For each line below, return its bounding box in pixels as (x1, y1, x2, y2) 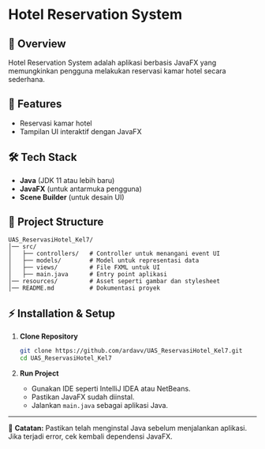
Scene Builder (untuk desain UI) (19, 192, 125, 202)
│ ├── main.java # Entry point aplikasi (8, 271, 168, 279)
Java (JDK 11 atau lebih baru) (19, 175, 115, 185)
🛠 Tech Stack (8, 151, 77, 164)
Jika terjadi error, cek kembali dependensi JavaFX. (8, 432, 174, 441)
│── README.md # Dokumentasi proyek (8, 284, 160, 293)
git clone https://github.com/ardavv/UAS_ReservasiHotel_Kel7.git (19, 347, 243, 355)
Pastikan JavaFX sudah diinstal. (31, 392, 135, 402)
